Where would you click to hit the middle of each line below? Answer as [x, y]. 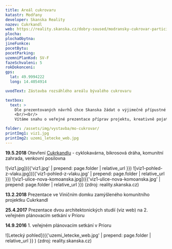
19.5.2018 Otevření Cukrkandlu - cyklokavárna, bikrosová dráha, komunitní [84, 152]
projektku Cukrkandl [27, 200]
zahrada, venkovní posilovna [35, 158]
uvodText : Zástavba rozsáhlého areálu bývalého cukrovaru [68, 91]
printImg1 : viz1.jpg [27, 133]
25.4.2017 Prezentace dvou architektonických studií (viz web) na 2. [77, 210]
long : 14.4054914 [28, 82]
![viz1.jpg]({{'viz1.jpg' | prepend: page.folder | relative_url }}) [69, 168]
